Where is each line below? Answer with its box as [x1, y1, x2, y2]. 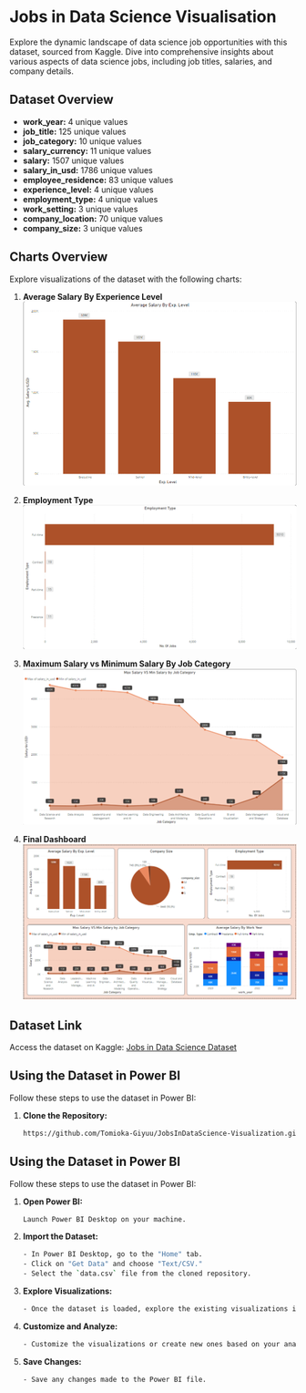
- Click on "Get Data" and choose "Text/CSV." [22, 1260, 203, 1269]
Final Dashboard [22, 833, 87, 844]
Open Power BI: [22, 1196, 84, 1207]
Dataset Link [9, 1017, 83, 1033]
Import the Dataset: [22, 1231, 98, 1242]
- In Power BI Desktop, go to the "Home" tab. [22, 1250, 203, 1259]
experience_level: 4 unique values [22, 184, 155, 195]
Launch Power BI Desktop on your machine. [22, 1214, 187, 1223]
